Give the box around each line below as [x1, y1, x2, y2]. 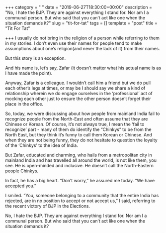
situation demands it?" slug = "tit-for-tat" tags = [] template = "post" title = [5, 20, 158, 26]
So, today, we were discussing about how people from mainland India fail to [5, 111, 160, 116]
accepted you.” [5, 183, 36, 189]
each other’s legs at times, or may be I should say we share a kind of [5, 85, 146, 91]
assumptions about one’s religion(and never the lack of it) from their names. [5, 46, 161, 51]
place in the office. [5, 101, 44, 107]
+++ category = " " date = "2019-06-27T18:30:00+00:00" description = [5, 4, 153, 10]
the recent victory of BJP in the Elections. [5, 203, 90, 209]
